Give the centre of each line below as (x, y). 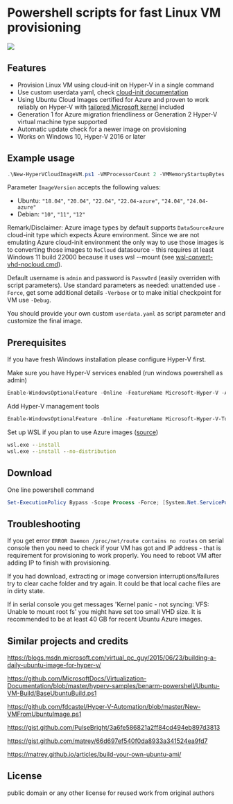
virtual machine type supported (62, 121)
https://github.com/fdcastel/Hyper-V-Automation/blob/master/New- (104, 707)
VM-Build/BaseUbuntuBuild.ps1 (52, 693)
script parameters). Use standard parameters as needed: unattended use (112, 285)
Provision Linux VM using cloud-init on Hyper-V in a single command (115, 85)
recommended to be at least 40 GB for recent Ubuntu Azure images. (105, 619)
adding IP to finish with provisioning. (59, 563)
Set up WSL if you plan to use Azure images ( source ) (83, 432)
